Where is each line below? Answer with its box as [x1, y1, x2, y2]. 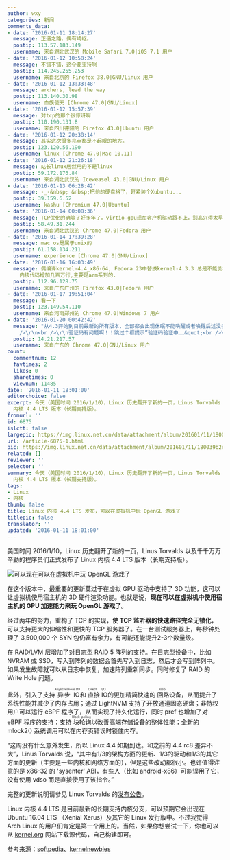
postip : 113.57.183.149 [13, 42, 81, 49]
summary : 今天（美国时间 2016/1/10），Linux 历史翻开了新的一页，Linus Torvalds [7, 469, 221, 476]
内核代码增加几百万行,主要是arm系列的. [19, 272, 116, 279]
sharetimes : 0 [13, 373, 53, 381]
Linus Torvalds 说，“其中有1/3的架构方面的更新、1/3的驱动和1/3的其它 [21, 749, 218, 758]
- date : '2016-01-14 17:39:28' [7, 233, 97, 240]
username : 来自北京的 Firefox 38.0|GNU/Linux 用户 [13, 73, 153, 81]
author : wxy [7, 10, 41, 17]
